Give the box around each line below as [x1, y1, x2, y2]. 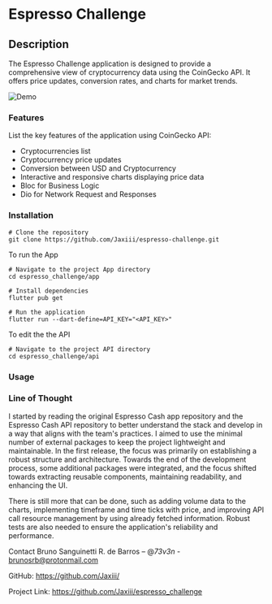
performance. [8, 530, 54, 541]
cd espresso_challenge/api [8, 352, 100, 360]
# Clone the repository [8, 228, 89, 237]
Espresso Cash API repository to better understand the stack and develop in [8, 419, 263, 429]
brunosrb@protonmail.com [8, 554, 99, 565]
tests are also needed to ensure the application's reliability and [8, 522, 218, 532]
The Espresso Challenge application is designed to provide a [8, 59, 211, 68]
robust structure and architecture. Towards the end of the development [8, 454, 247, 464]
